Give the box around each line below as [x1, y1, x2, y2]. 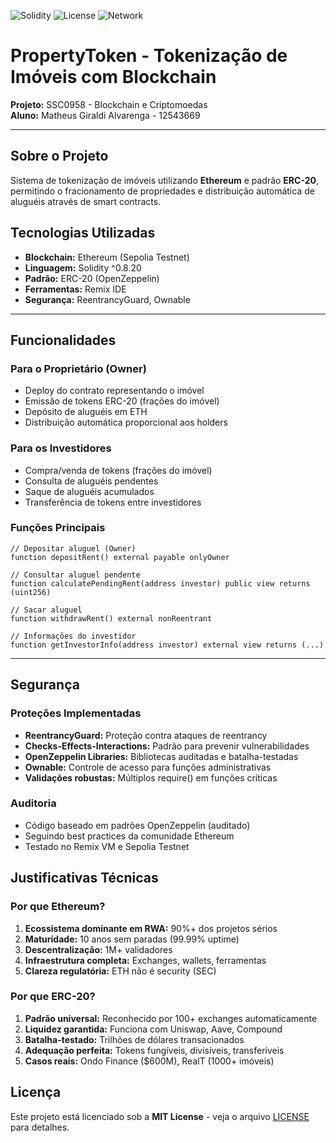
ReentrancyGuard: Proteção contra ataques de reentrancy [24, 729, 268, 741]
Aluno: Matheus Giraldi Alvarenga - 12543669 [10, 109, 201, 121]
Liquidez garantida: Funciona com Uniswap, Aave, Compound [24, 1023, 283, 1035]
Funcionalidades [10, 331, 117, 349]
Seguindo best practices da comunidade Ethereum [24, 830, 235, 842]
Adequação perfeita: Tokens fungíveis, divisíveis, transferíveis [24, 1044, 285, 1056]
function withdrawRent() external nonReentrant [10, 613, 213, 624]
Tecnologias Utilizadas [10, 225, 156, 242]
